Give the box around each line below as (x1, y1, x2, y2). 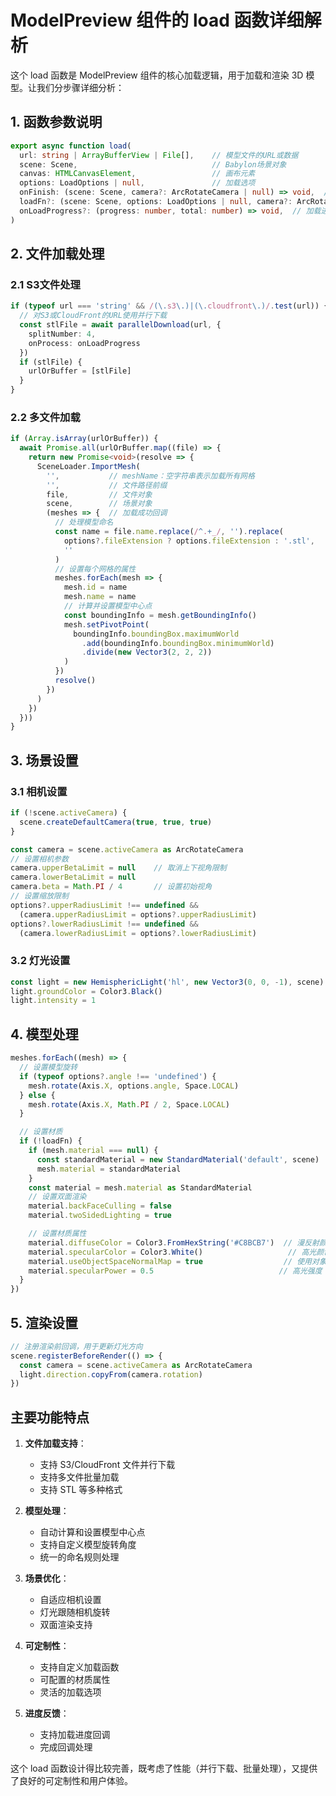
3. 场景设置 (10, 752, 79, 769)
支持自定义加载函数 (39, 1661, 120, 1673)
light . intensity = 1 (10, 996, 97, 1006)
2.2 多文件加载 (10, 410, 81, 424)
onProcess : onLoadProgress (28, 338, 141, 348)
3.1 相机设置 (10, 784, 68, 798)
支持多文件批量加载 (39, 1471, 120, 1483)
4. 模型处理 (10, 1026, 79, 1043)
